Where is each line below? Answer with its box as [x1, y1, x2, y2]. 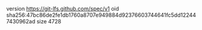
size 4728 [36, 18, 62, 25]
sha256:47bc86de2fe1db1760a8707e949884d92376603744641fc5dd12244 [6, 11, 197, 19]
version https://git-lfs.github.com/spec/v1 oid [6, 5, 120, 12]
